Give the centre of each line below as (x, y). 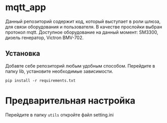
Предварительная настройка (70, 100)
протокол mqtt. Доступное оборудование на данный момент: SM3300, (82, 32)
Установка (23, 54)
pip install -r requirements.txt (40, 80)
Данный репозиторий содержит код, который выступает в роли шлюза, (83, 21)
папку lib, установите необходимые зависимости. (59, 71)
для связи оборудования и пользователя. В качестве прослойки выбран (84, 26)
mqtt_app (26, 7)
